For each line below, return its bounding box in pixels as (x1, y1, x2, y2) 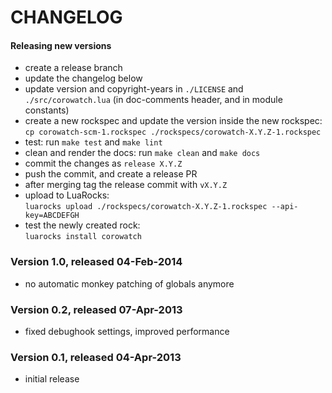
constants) (24, 104, 70, 116)
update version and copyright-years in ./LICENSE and (24, 83, 244, 95)
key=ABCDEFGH (24, 211, 80, 221)
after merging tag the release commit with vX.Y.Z (24, 179, 228, 191)
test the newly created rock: (24, 219, 141, 231)
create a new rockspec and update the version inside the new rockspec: (24, 115, 323, 127)
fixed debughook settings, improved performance (24, 325, 230, 337)
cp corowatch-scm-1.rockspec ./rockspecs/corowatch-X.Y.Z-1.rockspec (24, 127, 322, 138)
